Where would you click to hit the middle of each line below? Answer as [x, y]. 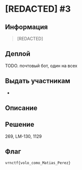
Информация [26, 27]
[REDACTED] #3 [38, 9]
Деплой [18, 54]
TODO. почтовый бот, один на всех [41, 66]
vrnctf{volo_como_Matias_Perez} [38, 163]
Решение [20, 124]
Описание [21, 108]
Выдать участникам [38, 81]
